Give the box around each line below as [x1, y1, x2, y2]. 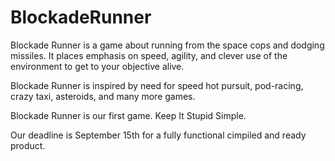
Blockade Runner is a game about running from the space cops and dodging [10, 39, 325, 51]
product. [10, 139, 46, 151]
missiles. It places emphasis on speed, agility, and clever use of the [10, 49, 288, 61]
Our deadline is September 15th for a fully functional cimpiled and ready [10, 129, 307, 141]
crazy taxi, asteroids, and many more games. [10, 90, 196, 102]
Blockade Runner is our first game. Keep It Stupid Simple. [10, 109, 247, 121]
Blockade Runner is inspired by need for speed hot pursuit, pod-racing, [10, 79, 304, 91]
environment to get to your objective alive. [10, 60, 185, 72]
